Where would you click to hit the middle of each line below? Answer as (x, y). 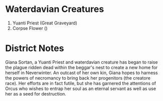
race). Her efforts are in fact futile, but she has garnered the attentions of (81, 83)
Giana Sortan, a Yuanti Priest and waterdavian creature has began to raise (81, 62)
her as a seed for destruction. (36, 94)
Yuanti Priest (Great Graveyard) (45, 23)
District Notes (35, 49)
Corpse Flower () (30, 28)
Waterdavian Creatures (55, 9)
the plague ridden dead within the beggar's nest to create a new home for (81, 67)
